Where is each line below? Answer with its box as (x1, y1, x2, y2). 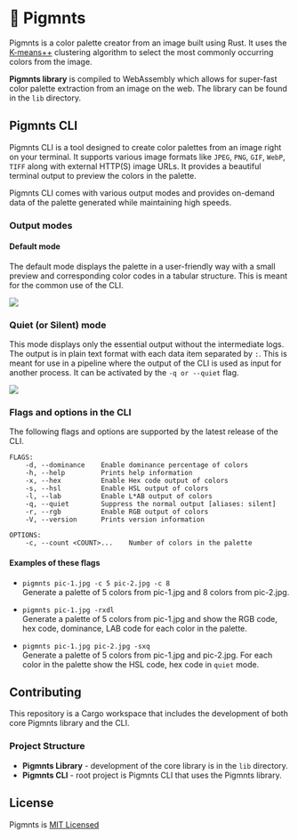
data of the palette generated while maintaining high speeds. (9, 197, 232, 207)
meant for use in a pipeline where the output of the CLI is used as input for (9, 358, 282, 368)
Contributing (9, 685, 82, 700)
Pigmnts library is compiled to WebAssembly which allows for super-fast (9, 73, 278, 84)
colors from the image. (9, 56, 93, 67)
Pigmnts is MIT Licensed (9, 819, 100, 830)
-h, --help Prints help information (25, 469, 193, 478)
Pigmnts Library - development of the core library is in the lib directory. (21, 760, 289, 770)
